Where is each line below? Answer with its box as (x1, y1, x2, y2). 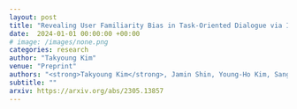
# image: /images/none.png (9, 37, 109, 47)
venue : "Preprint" (9, 62, 77, 71)
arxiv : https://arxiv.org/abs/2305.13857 (9, 86, 164, 95)
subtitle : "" (9, 78, 57, 87)
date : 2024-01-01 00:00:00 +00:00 (9, 29, 141, 38)
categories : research (9, 46, 89, 54)
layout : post (9, 12, 57, 22)
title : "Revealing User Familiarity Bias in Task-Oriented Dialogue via (9, 21, 283, 30)
